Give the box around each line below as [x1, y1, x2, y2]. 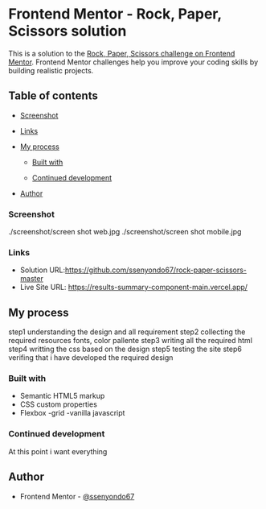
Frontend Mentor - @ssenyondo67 [19, 491, 135, 501]
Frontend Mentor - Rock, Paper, [8, 5, 223, 23]
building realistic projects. [8, 65, 94, 75]
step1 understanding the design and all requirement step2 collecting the [8, 327, 246, 337]
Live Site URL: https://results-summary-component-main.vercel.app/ [19, 283, 248, 292]
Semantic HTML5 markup [19, 391, 105, 401]
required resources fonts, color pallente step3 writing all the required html [8, 336, 253, 346]
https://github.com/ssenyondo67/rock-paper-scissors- [64, 265, 248, 275]
